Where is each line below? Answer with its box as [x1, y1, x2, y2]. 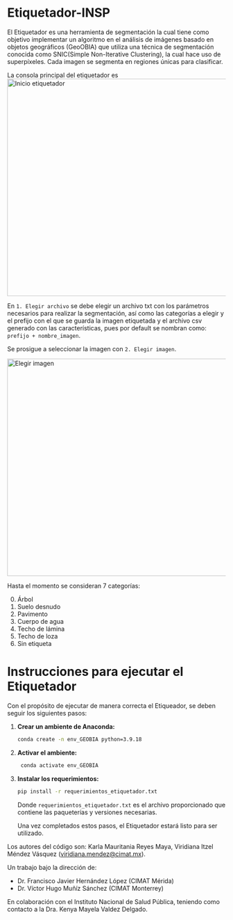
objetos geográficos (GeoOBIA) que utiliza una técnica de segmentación [7, 42, 214, 51]
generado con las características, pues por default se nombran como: [7, 323, 207, 332]
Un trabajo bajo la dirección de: [7, 863, 97, 871]
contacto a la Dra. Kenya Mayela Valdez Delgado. [7, 905, 148, 913]
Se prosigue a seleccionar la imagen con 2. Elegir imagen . [7, 344, 177, 353]
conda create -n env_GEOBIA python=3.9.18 [17, 736, 142, 743]
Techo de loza [17, 631, 58, 640]
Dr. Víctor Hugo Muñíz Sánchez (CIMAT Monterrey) [17, 884, 164, 892]
